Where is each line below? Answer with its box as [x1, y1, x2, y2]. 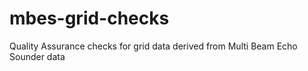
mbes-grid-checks [9, 7, 170, 30]
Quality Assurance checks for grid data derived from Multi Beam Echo [9, 40, 298, 52]
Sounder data [9, 50, 66, 62]
